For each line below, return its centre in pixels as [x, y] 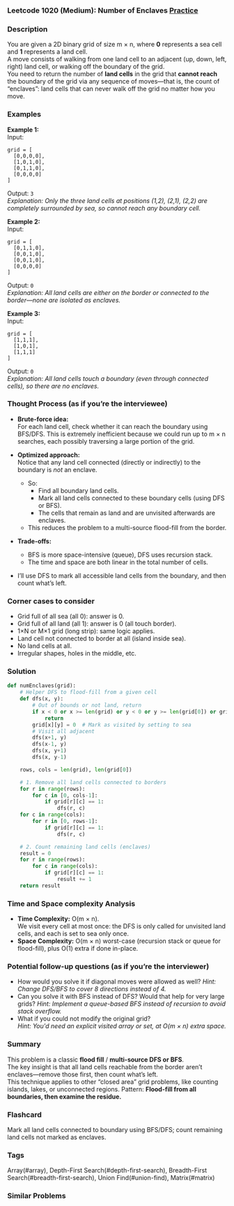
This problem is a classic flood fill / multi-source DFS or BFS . [96, 1060]
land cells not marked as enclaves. [57, 1137]
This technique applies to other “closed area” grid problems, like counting [113, 1081]
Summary [24, 1044]
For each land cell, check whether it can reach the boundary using [112, 426]
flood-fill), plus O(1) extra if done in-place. [78, 949]
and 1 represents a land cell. [48, 52]
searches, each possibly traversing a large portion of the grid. [106, 441]
